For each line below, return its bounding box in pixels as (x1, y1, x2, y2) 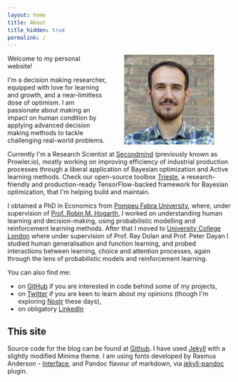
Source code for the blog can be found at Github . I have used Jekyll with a (7, 344, 226, 353)
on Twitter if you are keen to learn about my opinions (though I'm (17, 290, 209, 298)
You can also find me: (7, 268, 71, 277)
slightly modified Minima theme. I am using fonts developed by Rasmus (7, 352, 217, 361)
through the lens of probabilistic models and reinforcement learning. (7, 255, 208, 263)
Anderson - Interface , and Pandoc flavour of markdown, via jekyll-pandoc (7, 359, 224, 368)
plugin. (7, 367, 28, 376)
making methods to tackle (7, 129, 84, 137)
